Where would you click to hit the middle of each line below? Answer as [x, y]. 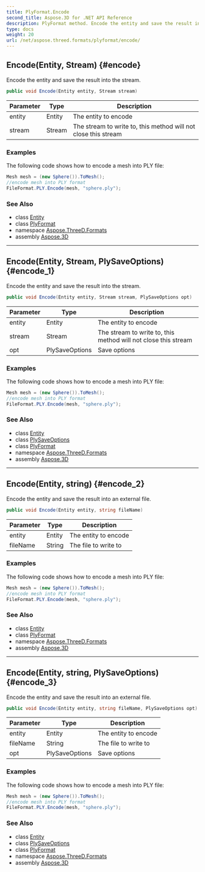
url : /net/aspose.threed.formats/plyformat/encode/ [73, 40]
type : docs [20, 29]
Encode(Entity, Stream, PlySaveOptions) [85, 261]
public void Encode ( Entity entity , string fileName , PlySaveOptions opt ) [102, 708]
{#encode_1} [31, 271]
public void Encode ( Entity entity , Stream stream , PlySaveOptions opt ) [99, 297]
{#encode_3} [32, 682]
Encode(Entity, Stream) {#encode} [74, 65]
